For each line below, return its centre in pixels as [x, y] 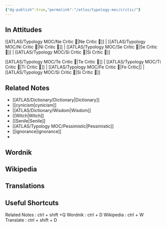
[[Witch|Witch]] [28, 116]
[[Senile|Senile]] [29, 121]
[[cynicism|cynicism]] [34, 105]
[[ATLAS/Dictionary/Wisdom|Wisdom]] [52, 111]
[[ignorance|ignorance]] [37, 131]
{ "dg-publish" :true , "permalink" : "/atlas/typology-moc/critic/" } [73, 10]
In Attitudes [24, 30]
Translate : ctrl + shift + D [31, 220]
